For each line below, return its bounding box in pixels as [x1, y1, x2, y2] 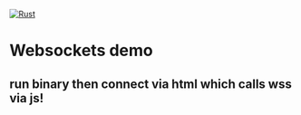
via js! [9, 91, 44, 106]
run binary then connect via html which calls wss [9, 76, 292, 91]
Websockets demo [9, 41, 154, 61]
